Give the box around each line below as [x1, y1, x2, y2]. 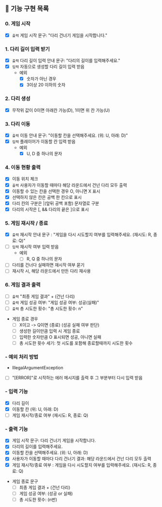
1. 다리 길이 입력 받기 [5, 46, 50, 52]
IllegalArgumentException [12, 365, 64, 371]
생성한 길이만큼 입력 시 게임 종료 [19, 328, 80, 334]
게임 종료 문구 [12, 478, 38, 484]
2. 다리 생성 [5, 95, 30, 102]
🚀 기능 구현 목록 [5, 4, 49, 13]
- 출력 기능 [5, 425, 28, 432]
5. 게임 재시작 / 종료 [5, 220, 48, 227]
